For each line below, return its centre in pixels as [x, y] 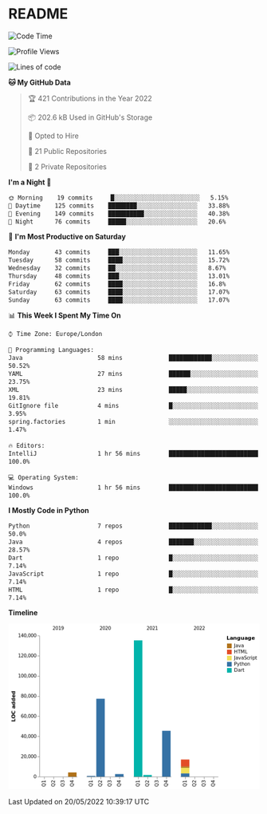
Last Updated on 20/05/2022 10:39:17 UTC [79, 802]
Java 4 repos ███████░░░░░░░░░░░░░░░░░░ [133, 542]
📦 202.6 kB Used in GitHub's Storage [90, 117]
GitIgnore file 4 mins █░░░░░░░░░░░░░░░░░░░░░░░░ [133, 405]
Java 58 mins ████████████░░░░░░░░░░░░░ [133, 358]
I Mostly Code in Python [49, 510]
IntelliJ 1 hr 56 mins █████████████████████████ [133, 453]
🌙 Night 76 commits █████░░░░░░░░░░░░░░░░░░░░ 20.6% [117, 221]
